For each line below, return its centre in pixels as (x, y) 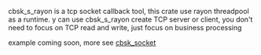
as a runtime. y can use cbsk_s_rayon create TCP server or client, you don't (130, 19)
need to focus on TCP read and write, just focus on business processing (125, 27)
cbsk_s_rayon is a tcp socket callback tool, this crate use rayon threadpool (129, 11)
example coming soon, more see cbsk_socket (82, 43)
